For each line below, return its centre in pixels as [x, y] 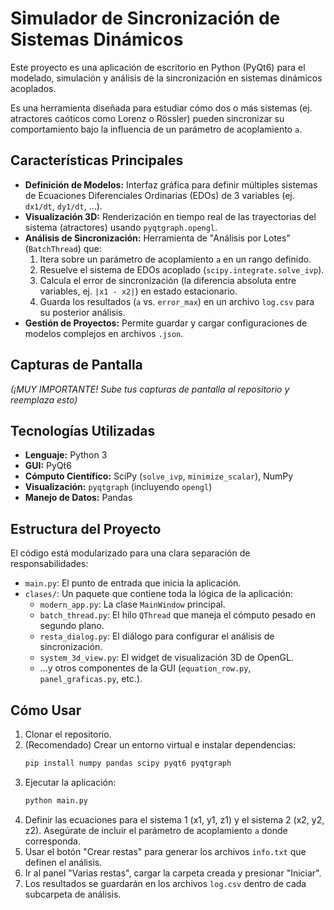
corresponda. [52, 841]
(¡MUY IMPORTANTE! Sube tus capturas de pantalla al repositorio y [150, 389]
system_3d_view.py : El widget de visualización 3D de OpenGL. [166, 658]
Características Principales [97, 160]
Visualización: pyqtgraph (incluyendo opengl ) [118, 487]
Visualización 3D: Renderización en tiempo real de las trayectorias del [170, 216]
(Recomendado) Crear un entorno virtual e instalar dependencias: [160, 745]
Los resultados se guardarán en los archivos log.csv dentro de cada [165, 883]
